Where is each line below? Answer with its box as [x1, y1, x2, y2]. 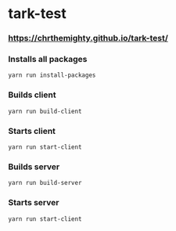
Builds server [8, 161, 60, 172]
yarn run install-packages [8, 71, 96, 79]
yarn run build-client [8, 107, 82, 115]
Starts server [8, 197, 59, 208]
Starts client [8, 125, 56, 136]
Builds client [8, 89, 56, 100]
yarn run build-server [8, 179, 82, 187]
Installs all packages [8, 54, 88, 65]
